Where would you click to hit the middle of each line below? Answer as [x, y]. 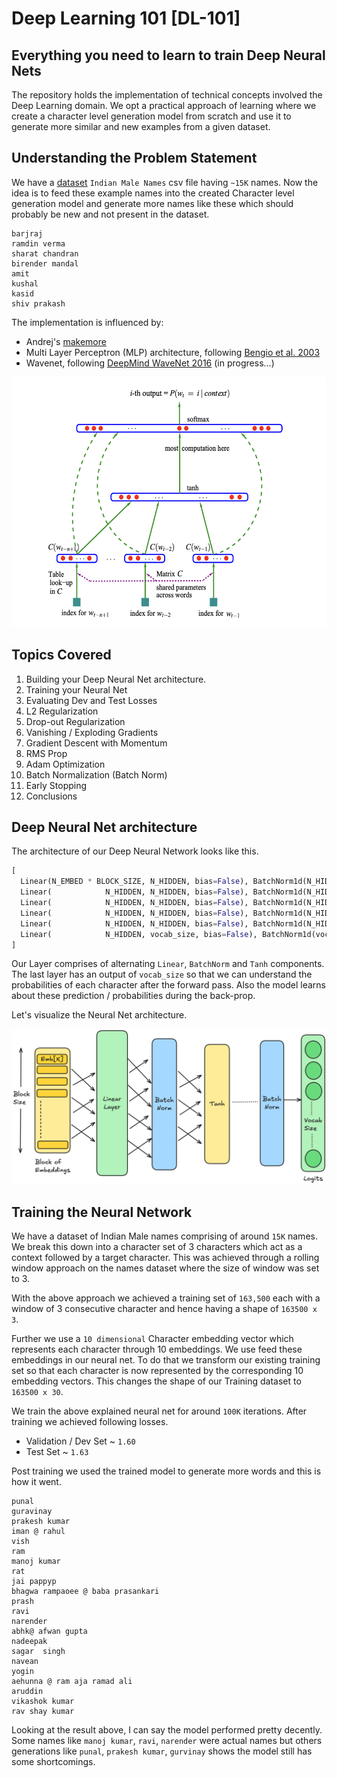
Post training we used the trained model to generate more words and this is [166, 1471]
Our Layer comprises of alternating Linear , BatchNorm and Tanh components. [168, 964]
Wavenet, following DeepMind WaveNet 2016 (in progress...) [150, 363]
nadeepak [29, 1642]
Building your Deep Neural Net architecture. [116, 679]
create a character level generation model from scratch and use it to [151, 116]
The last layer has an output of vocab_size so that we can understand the [162, 974]
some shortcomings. [53, 1762]
